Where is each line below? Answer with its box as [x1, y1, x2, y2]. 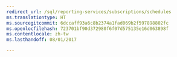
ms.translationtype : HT [6, 14, 66, 20]
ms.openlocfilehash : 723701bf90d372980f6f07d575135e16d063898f [6, 25, 169, 32]
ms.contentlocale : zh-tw [6, 31, 69, 37]
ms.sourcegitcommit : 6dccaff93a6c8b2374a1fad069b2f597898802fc [6, 20, 169, 26]
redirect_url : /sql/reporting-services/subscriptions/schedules [6, 8, 172, 15]
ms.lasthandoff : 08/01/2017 [6, 37, 77, 43]
